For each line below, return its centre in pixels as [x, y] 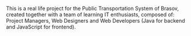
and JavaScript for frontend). [41, 27]
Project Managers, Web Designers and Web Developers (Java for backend [95, 21]
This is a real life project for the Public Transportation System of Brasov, [93, 8]
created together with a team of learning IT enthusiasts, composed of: [90, 15]
